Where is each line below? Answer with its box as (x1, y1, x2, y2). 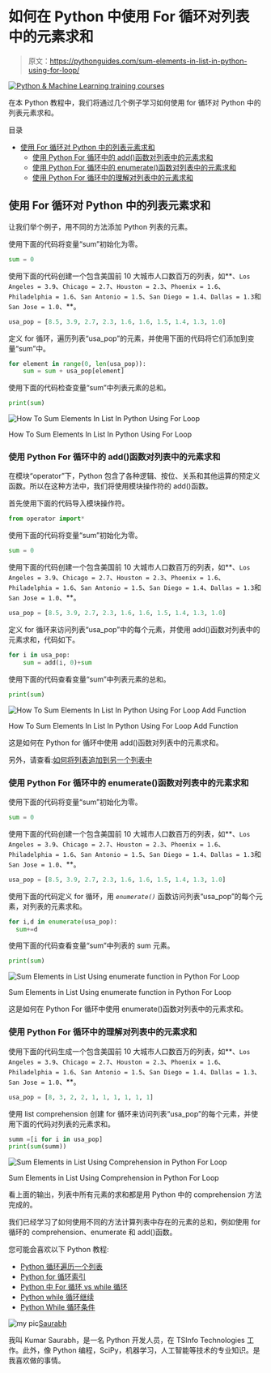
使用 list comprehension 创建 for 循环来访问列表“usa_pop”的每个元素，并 (8, 1108, 252, 1118)
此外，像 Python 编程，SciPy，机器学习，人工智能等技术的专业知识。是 (22, 1345, 260, 1355)
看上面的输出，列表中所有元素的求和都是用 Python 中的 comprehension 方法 (8, 1190, 262, 1199)
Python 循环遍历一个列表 (19, 1262, 104, 1272)
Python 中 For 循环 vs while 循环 (19, 1282, 128, 1292)
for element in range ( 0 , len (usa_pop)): (8, 359, 147, 368)
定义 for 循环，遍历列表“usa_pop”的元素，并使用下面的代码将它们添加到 (8, 334, 248, 343)
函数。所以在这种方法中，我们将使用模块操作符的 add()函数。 (8, 481, 213, 491)
